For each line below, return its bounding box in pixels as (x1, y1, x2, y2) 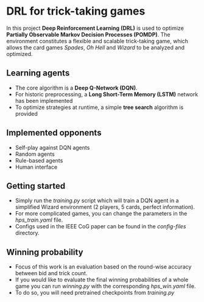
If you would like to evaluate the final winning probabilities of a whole (15, 276, 189, 284)
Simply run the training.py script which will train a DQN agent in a (15, 197, 179, 205)
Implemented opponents (6, 128, 102, 138)
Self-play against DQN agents (15, 144, 90, 151)
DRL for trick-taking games (6, 4, 146, 18)
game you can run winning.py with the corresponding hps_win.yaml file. (15, 283, 196, 290)
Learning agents (6, 68, 70, 79)
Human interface (15, 163, 58, 170)
